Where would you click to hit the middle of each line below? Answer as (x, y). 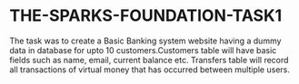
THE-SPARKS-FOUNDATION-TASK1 (146, 16)
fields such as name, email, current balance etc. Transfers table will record (149, 60)
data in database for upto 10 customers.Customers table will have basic (143, 50)
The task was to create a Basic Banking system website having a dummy (145, 41)
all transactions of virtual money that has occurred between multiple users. (150, 70)
